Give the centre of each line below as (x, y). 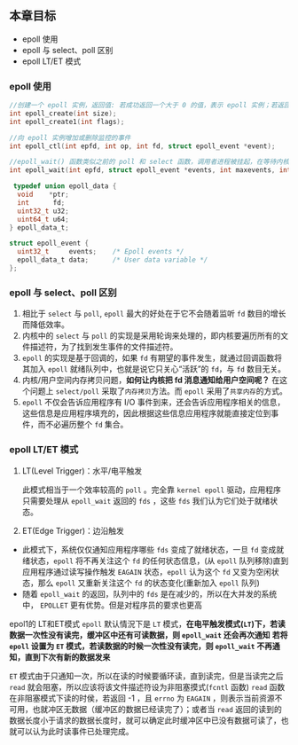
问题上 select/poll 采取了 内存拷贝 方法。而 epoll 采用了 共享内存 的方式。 (159, 391)
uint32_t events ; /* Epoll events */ (101, 252)
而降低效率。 (45, 325)
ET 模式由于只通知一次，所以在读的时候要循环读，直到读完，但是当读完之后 (146, 676)
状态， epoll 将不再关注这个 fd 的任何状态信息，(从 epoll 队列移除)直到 (159, 561)
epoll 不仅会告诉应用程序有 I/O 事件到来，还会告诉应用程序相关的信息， (153, 403)
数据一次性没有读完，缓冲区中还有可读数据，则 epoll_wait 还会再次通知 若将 (149, 635)
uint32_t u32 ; (43, 211)
